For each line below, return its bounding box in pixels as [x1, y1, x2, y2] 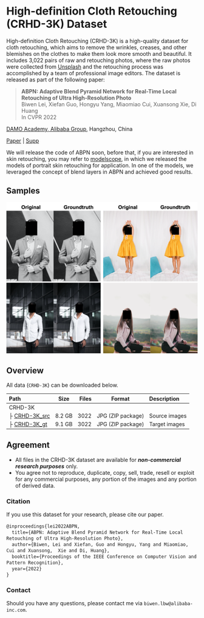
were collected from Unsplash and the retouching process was [6, 63, 164, 70]
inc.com [6, 607, 26, 614]
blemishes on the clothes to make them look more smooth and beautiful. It [6, 50, 192, 57]
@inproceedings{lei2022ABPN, [6, 523, 80, 529]
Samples [6, 186, 41, 196]
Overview [6, 365, 44, 376]
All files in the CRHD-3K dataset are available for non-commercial [15, 456, 181, 463]
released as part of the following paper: [6, 76, 105, 83]
